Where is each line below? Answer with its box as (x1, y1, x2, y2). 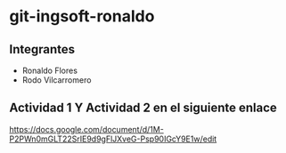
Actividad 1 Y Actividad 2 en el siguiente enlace (9, 101, 278, 116)
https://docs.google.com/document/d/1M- (9, 124, 165, 134)
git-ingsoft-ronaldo (9, 6, 155, 27)
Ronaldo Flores (21, 65, 78, 76)
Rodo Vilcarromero (21, 75, 92, 85)
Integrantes (9, 42, 76, 57)
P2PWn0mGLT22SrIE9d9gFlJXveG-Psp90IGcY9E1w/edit (9, 133, 217, 144)
